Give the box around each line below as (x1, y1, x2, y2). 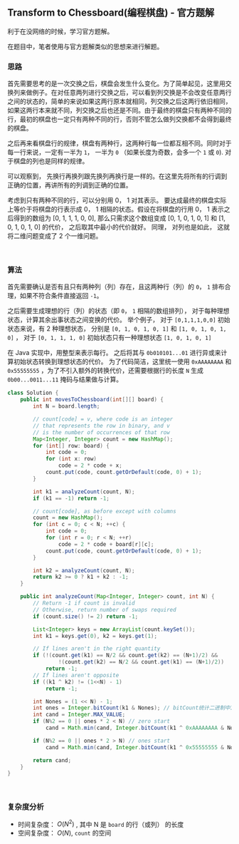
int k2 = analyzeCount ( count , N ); (33, 567, 135, 574)
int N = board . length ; (33, 403, 100, 410)
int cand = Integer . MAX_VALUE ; (33, 711, 126, 719)
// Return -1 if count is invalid (33, 599, 135, 607)
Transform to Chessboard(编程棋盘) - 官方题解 (7, 6, 215, 19)
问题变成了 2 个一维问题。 (26, 232, 102, 240)
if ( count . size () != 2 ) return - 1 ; (33, 612, 139, 620)
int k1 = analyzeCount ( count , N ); (33, 488, 135, 495)
